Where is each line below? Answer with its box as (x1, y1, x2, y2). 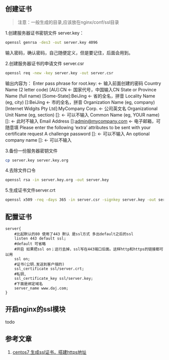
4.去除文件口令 (5, 167, 36, 173)
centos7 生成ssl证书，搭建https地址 (12, 349, 87, 355)
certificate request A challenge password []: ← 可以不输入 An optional (5, 131, 150, 137)
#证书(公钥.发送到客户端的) (14, 262, 65, 267)
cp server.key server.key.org (5, 158, 69, 163)
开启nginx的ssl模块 (5, 305, 66, 314)
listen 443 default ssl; (14, 236, 66, 241)
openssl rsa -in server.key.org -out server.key (5, 177, 109, 183)
